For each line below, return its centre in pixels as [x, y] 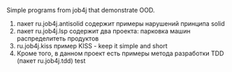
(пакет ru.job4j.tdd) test [51, 61]
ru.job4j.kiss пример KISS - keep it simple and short [92, 46]
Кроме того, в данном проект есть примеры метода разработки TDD [120, 53]
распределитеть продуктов [58, 38]
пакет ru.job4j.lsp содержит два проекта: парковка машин [103, 31]
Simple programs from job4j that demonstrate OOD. [81, 10]
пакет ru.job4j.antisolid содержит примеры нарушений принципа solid [121, 23]
